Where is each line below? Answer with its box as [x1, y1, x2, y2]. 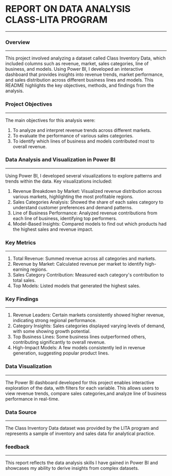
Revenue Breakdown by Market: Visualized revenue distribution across [12, 188, 162, 194]
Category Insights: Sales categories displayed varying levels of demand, [12, 323, 165, 329]
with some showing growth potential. [12, 328, 91, 334]
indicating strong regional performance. [12, 318, 97, 324]
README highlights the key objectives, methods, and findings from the [5, 83, 155, 89]
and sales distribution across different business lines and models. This [5, 77, 154, 83]
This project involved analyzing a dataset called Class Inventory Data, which [5, 55, 166, 62]
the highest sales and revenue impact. [12, 226, 94, 232]
